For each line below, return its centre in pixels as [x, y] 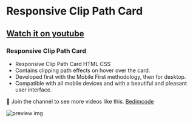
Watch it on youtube [45, 34]
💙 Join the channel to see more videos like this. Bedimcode [80, 101]
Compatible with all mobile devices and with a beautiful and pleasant [101, 83]
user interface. [33, 90]
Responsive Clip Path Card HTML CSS [63, 64]
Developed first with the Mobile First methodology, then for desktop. [100, 76]
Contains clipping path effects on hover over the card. [83, 70]
